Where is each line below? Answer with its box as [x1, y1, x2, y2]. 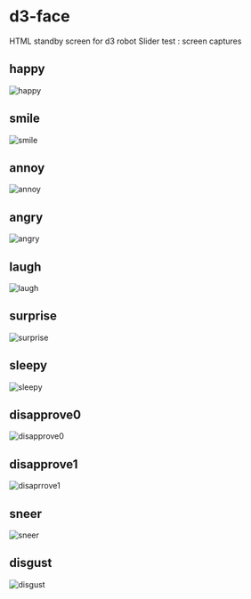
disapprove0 [9, 408, 82, 423]
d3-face [9, 6, 70, 27]
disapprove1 [9, 457, 78, 472]
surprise [9, 309, 58, 324]
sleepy [9, 358, 47, 373]
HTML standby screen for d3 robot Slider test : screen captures [9, 36, 242, 46]
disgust [9, 555, 53, 571]
